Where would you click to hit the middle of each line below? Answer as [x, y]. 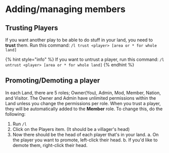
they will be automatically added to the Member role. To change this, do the [84, 109]
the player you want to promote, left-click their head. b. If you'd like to [85, 140]
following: [15, 114]
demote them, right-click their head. [50, 145]
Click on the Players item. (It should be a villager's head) [71, 129]
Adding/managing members [65, 9]
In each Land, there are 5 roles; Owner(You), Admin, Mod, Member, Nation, [83, 93]
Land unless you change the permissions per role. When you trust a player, [83, 103]
